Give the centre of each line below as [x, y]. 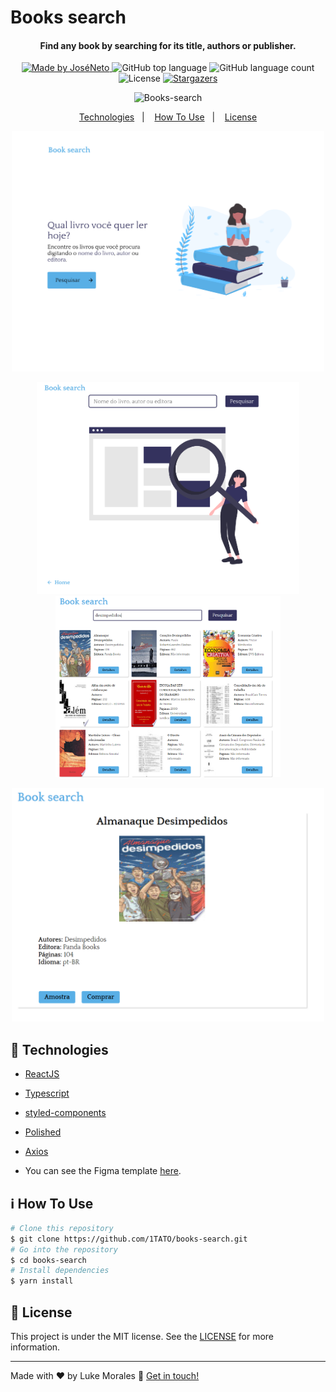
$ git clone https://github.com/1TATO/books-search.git [129, 1239]
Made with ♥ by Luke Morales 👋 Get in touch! [105, 1375]
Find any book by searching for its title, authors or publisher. [168, 45]
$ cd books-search [48, 1260]
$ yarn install [42, 1281]
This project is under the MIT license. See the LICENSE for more [142, 1336]
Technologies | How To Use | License [168, 117]
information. [35, 1347]
